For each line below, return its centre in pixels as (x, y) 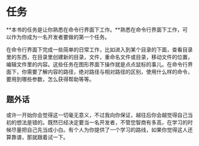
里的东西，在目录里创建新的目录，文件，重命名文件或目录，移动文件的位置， (99, 57)
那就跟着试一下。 (47, 137)
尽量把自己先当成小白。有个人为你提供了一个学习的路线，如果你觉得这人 (99, 129)
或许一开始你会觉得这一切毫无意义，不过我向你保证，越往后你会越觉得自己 (97, 115)
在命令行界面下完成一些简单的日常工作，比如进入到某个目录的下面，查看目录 (99, 49)
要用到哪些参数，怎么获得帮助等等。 (50, 79)
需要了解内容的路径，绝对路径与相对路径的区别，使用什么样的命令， (110, 72)
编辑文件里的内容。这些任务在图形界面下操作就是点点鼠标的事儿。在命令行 (97, 64)
